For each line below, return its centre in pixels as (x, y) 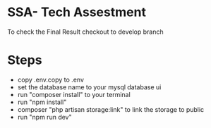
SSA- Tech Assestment (77, 12)
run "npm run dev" (44, 117)
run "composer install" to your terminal (74, 94)
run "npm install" (42, 102)
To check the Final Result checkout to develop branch (85, 32)
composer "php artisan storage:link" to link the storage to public (111, 109)
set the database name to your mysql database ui (89, 87)
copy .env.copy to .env (51, 79)
